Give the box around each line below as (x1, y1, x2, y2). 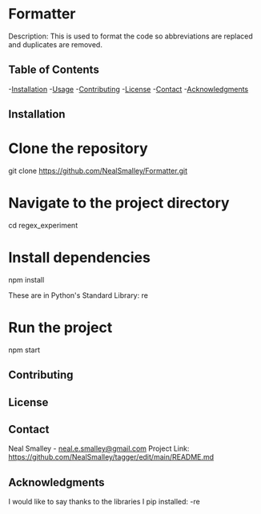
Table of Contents (8, 63, 100, 77)
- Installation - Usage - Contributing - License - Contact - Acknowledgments (8, 84, 249, 94)
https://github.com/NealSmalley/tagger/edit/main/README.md (8, 452, 215, 462)
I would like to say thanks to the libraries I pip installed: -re (8, 497, 200, 507)
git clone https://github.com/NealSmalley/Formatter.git (8, 166, 188, 176)
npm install (8, 275, 45, 284)
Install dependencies (8, 249, 151, 267)
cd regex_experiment (8, 221, 78, 231)
